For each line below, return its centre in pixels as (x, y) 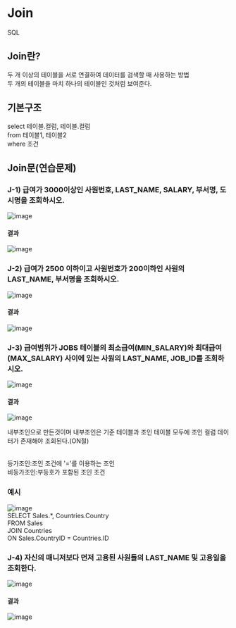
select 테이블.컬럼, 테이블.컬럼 (49, 126)
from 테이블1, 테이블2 (37, 134)
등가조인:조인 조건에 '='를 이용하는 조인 (61, 463)
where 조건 (23, 144)
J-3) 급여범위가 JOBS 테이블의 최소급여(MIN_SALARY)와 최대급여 (114, 348)
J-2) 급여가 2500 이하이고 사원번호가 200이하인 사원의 (96, 269)
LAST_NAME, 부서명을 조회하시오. (63, 280)
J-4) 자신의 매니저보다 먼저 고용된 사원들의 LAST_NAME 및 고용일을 (117, 558)
